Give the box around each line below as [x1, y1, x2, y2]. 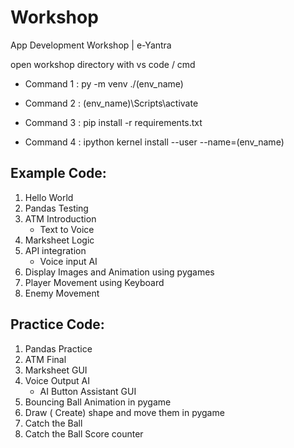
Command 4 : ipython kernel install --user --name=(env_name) [24, 136, 285, 148]
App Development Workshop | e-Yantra [10, 39, 172, 51]
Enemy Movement [24, 287, 100, 299]
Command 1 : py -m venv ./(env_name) [24, 77, 184, 90]
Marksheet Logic [24, 234, 95, 246]
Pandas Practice [24, 342, 93, 355]
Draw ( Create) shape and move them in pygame [24, 406, 225, 418]
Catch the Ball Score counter [24, 427, 144, 440]
